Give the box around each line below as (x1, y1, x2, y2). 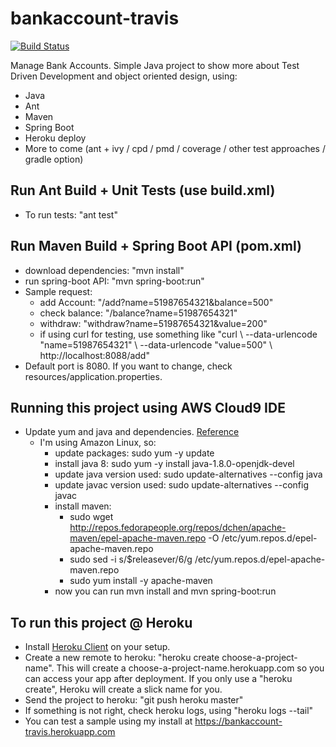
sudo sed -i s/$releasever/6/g (69, 553, 193, 566)
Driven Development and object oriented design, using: (10, 70, 238, 82)
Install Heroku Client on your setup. (24, 641, 171, 653)
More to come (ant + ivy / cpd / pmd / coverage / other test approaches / (24, 142, 326, 154)
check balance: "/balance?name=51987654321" (39, 307, 238, 319)
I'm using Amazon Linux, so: (39, 437, 157, 449)
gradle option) (24, 153, 84, 165)
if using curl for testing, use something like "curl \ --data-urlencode (39, 328, 318, 340)
